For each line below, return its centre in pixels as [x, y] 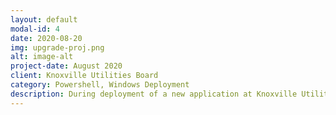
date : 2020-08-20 [46, 38]
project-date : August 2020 [66, 66]
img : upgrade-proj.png [57, 47]
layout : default [44, 19]
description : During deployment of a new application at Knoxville [154, 94]
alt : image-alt [42, 57]
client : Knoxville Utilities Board [84, 76]
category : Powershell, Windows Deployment [100, 85]
